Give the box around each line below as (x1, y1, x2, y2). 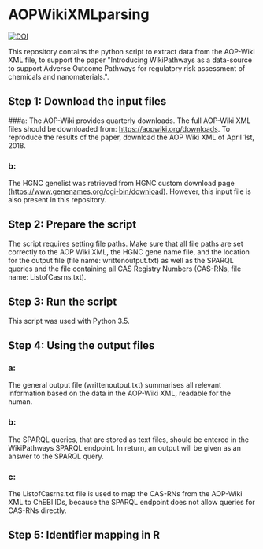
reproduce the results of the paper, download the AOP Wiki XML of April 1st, (8, 132, 254, 142)
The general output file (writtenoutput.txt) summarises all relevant (8, 380, 222, 390)
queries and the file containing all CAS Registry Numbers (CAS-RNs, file (8, 264, 242, 273)
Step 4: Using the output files (8, 339, 155, 352)
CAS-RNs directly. (8, 506, 67, 515)
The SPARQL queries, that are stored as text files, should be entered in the (8, 435, 250, 444)
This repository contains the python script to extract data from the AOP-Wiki (8, 46, 255, 56)
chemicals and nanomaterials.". (8, 72, 109, 81)
